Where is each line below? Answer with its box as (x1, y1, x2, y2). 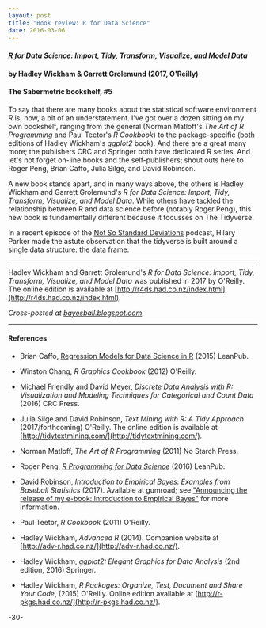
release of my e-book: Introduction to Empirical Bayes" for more (19, 493, 229, 503)
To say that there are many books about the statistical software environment (8, 105, 257, 114)
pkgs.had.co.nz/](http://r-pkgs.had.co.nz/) (19, 597, 158, 607)
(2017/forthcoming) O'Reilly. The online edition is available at (19, 422, 218, 432)
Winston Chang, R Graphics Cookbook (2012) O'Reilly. (19, 366, 197, 376)
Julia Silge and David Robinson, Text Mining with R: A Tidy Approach (19, 413, 244, 424)
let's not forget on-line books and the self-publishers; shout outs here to (8, 155, 244, 165)
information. (19, 502, 59, 512)
